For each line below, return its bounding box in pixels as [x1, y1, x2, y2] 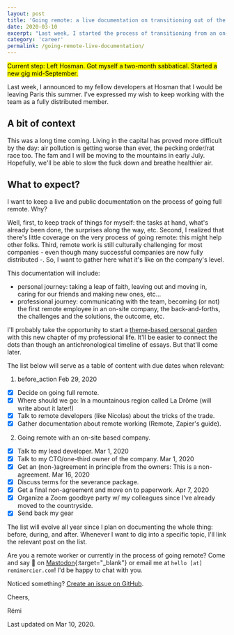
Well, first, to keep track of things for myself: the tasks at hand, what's [7, 218, 209, 227]
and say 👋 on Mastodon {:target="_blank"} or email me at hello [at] [7, 559, 203, 567]
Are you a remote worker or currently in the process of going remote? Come [7, 551, 226, 560]
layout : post [7, 10, 45, 17]
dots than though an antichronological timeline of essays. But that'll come [7, 340, 218, 349]
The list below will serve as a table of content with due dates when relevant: [7, 361, 225, 370]
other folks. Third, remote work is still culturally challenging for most [7, 240, 203, 248]
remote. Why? [7, 204, 47, 213]
